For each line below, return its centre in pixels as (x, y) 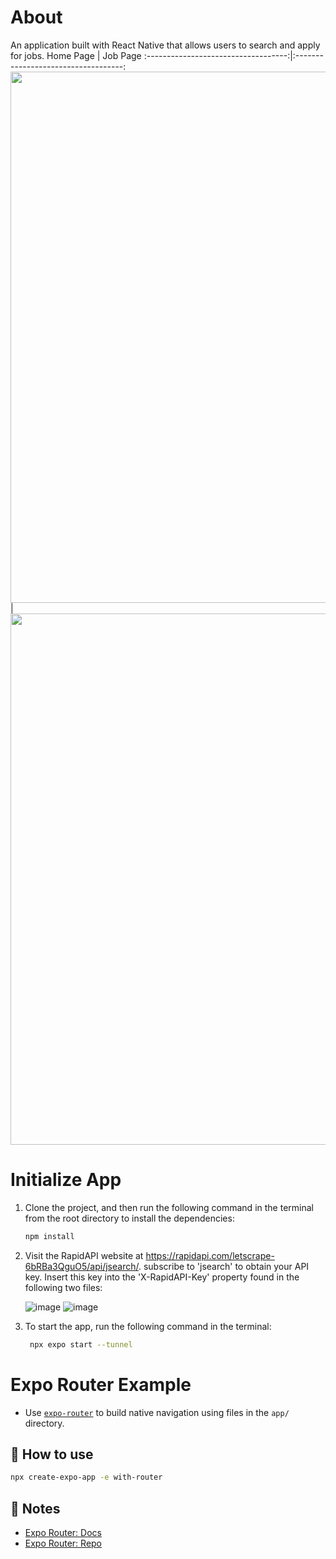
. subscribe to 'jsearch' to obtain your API (224, 1266)
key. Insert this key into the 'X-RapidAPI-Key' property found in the (162, 1277)
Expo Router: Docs (63, 1533)
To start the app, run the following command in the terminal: (148, 1326)
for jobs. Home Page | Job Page (76, 55)
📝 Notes (35, 1508)
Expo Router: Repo (63, 1543)
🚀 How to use (52, 1454)
